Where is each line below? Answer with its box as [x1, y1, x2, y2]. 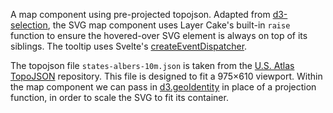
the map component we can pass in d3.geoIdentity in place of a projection [10, 81, 317, 93]
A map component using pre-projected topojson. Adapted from [10, 9, 271, 20]
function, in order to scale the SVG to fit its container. [10, 92, 229, 103]
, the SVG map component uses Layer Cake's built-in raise [47, 19, 291, 31]
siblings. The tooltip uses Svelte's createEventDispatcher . [10, 40, 248, 52]
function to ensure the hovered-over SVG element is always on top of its [10, 30, 308, 41]
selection [10, 19, 48, 31]
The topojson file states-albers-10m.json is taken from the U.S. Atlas [10, 60, 295, 71]
